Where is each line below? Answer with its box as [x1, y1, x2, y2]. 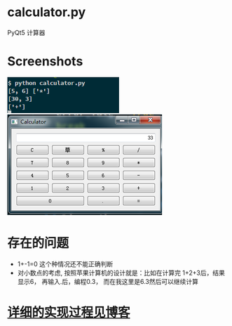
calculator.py [7, 4, 86, 20]
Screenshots [7, 53, 83, 70]
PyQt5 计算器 [7, 28, 46, 37]
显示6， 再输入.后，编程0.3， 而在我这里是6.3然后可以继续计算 [17, 277, 198, 285]
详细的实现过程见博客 [7, 305, 131, 320]
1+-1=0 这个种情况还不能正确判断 [17, 259, 114, 268]
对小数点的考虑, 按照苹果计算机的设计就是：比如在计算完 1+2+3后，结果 [17, 268, 226, 277]
